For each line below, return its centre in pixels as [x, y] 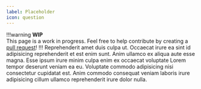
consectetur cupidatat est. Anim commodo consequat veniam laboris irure [98, 73]
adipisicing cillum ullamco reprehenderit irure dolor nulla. [77, 79]
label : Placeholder [31, 12]
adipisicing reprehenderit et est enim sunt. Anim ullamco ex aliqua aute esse [101, 54]
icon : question [25, 17]
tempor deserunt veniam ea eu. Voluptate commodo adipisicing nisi [90, 66]
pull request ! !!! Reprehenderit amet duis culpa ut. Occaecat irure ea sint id [98, 47]
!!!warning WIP [25, 34]
